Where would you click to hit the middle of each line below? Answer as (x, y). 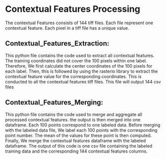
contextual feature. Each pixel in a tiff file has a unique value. (67, 28)
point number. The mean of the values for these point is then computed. (79, 135)
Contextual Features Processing (73, 9)
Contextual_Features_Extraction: (57, 44)
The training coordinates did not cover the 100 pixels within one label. (76, 61)
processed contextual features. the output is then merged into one (73, 119)
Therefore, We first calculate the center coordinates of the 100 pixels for (79, 66)
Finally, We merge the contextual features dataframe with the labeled (76, 140)
